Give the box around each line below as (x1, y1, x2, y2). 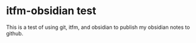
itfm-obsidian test (6, 4, 97, 18)
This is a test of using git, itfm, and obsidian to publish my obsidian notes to (6, 24, 191, 31)
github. (6, 29, 24, 37)
